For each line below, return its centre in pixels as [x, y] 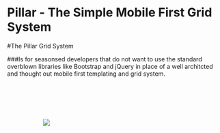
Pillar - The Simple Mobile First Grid [110, 13]
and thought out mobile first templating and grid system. [86, 74]
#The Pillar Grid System [40, 46]
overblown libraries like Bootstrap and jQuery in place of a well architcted [110, 66]
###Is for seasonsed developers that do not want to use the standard [105, 59]
